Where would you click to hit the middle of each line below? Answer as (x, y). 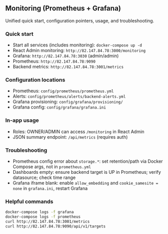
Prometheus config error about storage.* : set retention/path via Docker (88, 161)
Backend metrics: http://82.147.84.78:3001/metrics (68, 67)
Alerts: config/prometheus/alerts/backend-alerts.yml (69, 96)
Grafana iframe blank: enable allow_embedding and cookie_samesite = (86, 183)
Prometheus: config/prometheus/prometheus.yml (63, 91)
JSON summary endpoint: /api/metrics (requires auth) (70, 137)
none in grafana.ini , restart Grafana (50, 188)
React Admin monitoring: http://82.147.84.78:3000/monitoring (79, 50)
